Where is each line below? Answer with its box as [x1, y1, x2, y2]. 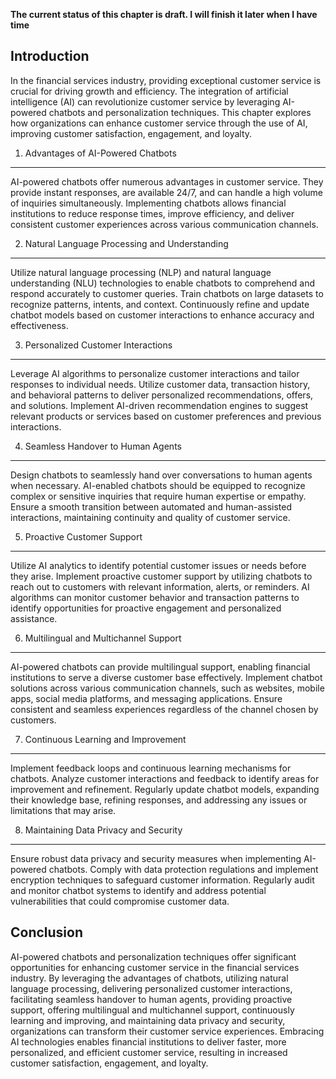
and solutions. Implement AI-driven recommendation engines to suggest [10, 399, 309, 411]
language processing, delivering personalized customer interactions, [10, 982, 293, 994]
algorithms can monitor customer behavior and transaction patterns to [10, 591, 300, 603]
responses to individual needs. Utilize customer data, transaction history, [10, 378, 311, 390]
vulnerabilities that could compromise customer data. [10, 895, 230, 907]
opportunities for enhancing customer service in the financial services [10, 961, 300, 973]
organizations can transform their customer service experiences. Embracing [10, 1025, 325, 1037]
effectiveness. [10, 319, 69, 331]
